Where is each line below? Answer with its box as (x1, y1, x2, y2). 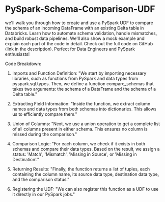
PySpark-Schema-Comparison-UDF (5, 3, 156, 15)
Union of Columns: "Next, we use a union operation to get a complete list (12, 121, 160, 127)
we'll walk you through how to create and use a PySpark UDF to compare (5, 20, 153, 26)
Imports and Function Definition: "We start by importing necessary (12, 70, 146, 76)
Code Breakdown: (5, 61, 42, 67)
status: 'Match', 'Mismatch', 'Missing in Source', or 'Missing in (12, 151, 137, 157)
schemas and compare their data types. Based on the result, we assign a (12, 146, 160, 152)
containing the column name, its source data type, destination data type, (12, 171, 159, 177)
